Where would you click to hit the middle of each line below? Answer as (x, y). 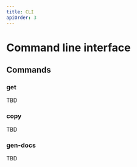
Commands (29, 70)
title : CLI (20, 12)
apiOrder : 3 (21, 18)
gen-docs (21, 145)
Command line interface (68, 48)
